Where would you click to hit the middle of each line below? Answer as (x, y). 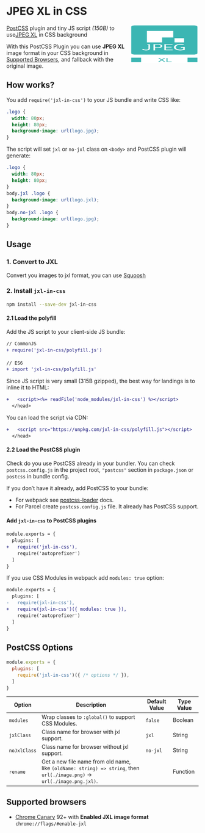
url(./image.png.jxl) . (70, 781)
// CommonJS (21, 344)
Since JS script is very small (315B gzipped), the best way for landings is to (101, 381)
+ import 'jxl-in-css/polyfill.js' (52, 370)
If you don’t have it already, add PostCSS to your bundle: (77, 488)
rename (17, 772)
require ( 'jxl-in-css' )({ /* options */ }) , (74, 676)
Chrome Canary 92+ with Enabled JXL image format (82, 817)
